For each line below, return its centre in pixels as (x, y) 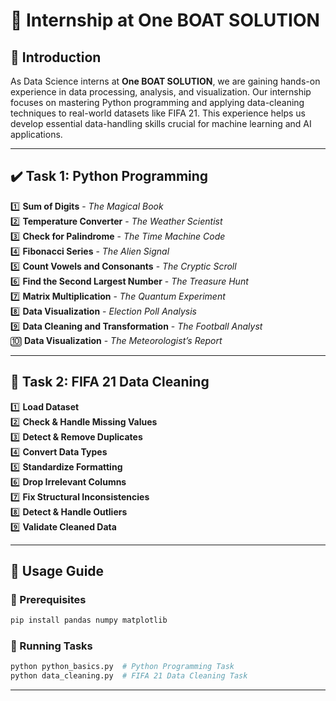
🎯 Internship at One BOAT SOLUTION (165, 20)
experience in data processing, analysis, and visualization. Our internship (161, 92)
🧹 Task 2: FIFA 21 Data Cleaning (110, 382)
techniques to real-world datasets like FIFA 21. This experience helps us (158, 113)
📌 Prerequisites (48, 599)
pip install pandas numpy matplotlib (89, 620)
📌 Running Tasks (51, 646)
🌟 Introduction (56, 57)
